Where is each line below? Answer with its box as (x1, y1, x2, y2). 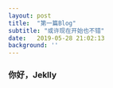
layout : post (8, 11, 52, 20)
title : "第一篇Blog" (8, 19, 76, 27)
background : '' (8, 42, 59, 50)
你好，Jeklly (8, 70, 57, 81)
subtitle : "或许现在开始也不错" (8, 26, 105, 34)
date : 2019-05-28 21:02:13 (8, 34, 105, 42)
